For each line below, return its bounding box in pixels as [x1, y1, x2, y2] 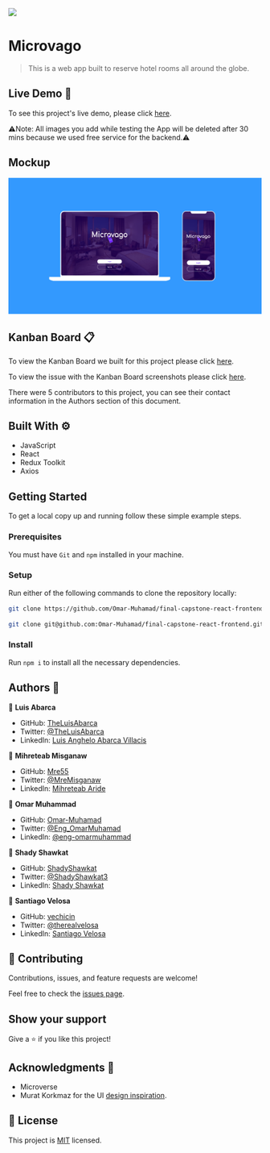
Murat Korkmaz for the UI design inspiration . [19, 1091, 167, 1101]
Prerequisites [8, 531, 62, 543]
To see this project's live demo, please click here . [8, 108, 172, 118]
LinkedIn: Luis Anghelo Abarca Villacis [19, 735, 147, 745]
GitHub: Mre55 [19, 766, 69, 776]
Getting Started [8, 489, 88, 503]
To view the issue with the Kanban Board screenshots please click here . [8, 372, 247, 381]
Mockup [8, 156, 51, 169]
